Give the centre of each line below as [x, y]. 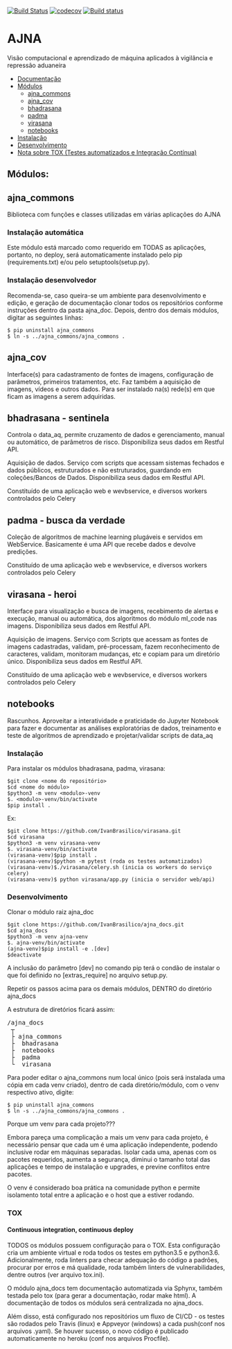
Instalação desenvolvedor [52, 280]
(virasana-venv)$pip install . [52, 856]
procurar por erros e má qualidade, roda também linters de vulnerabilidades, [116, 1267]
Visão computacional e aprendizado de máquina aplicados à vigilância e [110, 58]
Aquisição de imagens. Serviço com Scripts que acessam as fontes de [108, 639]
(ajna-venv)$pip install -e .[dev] [59, 949]
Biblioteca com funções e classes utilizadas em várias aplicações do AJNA [114, 214]
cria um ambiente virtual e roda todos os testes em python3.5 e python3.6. [114, 1253]
